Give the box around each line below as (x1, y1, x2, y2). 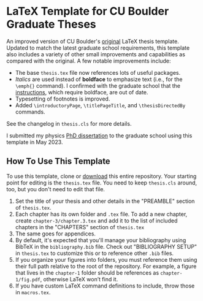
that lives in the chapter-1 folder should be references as (15, 269, 159, 276)
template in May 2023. (6, 138, 63, 145)
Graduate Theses (6, 17, 96, 31)
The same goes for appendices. (15, 230, 96, 237)
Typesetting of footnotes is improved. (15, 95, 110, 102)
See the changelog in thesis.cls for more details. (6, 120, 132, 127)
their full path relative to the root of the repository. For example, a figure (15, 262, 197, 270)
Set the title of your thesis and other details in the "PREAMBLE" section (15, 197, 195, 205)
